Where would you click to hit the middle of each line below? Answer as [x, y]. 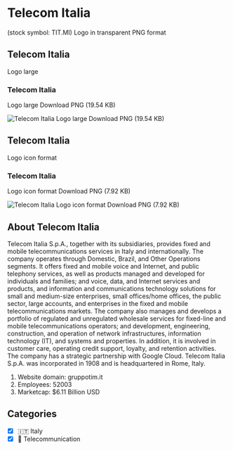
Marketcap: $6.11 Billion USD [59, 392]
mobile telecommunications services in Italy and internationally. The [105, 251]
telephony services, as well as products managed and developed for [106, 274]
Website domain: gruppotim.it [60, 377]
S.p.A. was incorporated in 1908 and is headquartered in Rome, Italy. [106, 363]
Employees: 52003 [45, 384]
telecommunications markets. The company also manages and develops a [115, 311]
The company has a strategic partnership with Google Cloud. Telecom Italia [116, 356]
